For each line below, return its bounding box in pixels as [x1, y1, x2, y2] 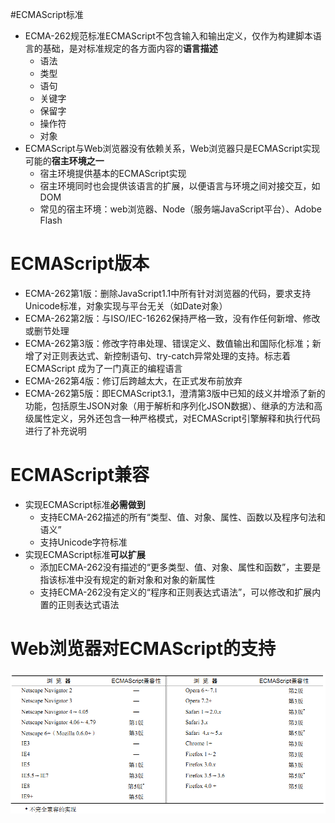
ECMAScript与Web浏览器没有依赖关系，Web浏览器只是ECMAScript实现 [24, 143, 321, 154]
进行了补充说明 [24, 424, 87, 437]
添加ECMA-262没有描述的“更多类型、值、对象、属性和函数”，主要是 [39, 561, 322, 573]
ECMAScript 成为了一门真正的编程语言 [24, 362, 183, 374]
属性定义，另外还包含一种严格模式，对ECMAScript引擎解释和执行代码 [33, 412, 321, 424]
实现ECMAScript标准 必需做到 [24, 498, 146, 510]
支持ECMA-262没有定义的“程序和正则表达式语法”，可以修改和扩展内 [39, 586, 322, 598]
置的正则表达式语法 [39, 598, 120, 610]
